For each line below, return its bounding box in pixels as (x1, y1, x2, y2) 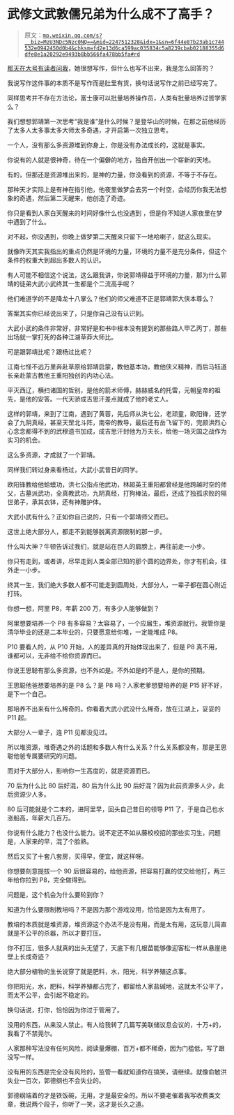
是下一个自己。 (7, 689, 50, 698)
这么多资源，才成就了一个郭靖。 (7, 450, 99, 459)
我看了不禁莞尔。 (7, 1029, 56, 1038)
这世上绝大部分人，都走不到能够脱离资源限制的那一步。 (7, 527, 166, 536)
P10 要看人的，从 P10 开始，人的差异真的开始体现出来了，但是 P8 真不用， (7, 642, 221, 651)
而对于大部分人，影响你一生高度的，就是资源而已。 (7, 766, 154, 775)
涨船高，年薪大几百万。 (7, 813, 75, 822)
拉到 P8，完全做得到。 (25, 876, 91, 884)
